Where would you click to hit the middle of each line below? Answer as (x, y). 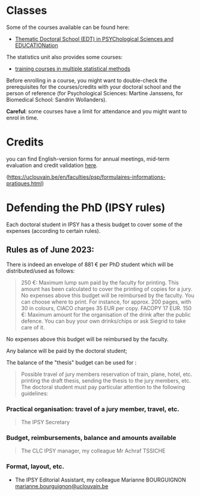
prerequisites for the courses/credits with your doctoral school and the (94, 87)
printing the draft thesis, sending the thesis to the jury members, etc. (106, 380)
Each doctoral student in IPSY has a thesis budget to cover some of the (94, 224)
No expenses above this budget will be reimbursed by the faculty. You (108, 295)
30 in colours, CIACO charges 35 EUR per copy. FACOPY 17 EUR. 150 (106, 308)
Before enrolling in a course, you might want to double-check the (87, 80)
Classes (27, 11)
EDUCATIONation (36, 45)
